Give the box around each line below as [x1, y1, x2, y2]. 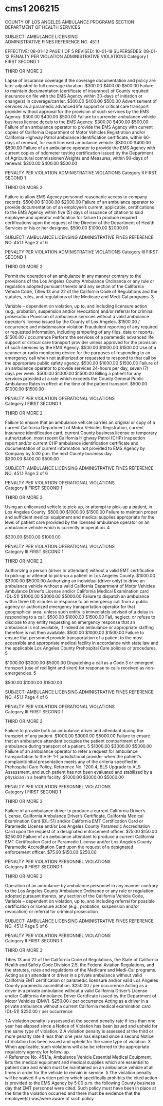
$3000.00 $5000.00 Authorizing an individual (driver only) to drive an [5, 578, 145, 584]
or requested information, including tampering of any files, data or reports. [5, 329, 154, 335]
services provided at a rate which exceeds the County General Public [5, 376, 144, 381]
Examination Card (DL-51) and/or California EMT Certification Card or [5, 818, 144, 824]
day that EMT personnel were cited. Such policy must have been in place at [5, 1085, 157, 1091]
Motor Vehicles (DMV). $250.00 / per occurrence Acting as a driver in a [5, 998, 148, 1004]
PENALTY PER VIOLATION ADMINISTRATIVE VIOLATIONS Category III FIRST [5, 249, 159, 255]
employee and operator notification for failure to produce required [5, 214, 137, 220]
